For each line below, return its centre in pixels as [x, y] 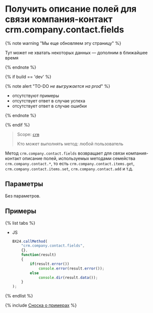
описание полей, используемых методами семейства [79, 158]
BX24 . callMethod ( [30, 241]
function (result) [39, 255]
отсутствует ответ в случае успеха [49, 100]
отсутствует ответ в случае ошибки [49, 106]
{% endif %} [18, 125]
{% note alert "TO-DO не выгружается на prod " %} [58, 86]
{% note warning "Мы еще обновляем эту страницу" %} [63, 43]
